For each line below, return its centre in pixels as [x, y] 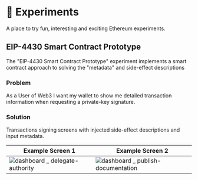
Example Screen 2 [142, 151]
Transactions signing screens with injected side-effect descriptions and [93, 130]
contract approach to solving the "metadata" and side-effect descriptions [95, 67]
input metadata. [25, 136]
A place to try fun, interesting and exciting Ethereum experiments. [86, 28]
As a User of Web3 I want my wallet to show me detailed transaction [89, 96]
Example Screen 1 [49, 151]
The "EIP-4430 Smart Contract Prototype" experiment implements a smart [96, 61]
